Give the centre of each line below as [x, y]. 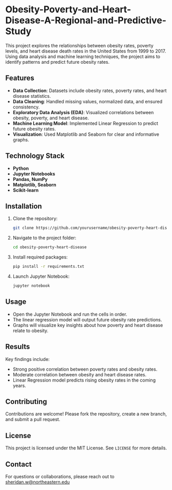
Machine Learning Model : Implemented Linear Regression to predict [85, 123]
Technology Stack [35, 156]
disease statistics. [32, 96]
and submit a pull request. [33, 420]
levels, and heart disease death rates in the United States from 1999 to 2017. [86, 51]
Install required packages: [40, 257]
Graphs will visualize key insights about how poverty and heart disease [88, 325]
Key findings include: [27, 359]
